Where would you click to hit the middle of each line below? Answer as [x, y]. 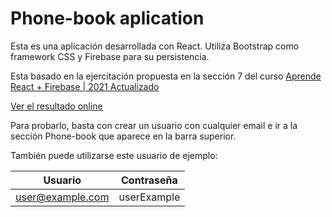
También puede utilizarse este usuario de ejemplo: [114, 155]
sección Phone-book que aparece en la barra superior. [123, 136]
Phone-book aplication [107, 18]
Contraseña [149, 180]
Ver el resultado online [56, 106]
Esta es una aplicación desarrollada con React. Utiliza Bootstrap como [155, 46]
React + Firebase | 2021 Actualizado [85, 86]
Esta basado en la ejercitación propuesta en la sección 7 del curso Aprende [166, 76]
